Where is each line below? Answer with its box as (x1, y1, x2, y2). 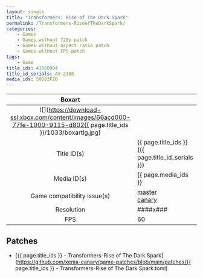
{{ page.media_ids (137, 170, 188, 179)
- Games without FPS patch (17, 48, 85, 54)
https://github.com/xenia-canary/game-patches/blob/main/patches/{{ (17, 258, 192, 265)
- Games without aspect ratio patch (17, 43, 110, 49)
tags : (6, 54, 20, 60)
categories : (6, 25, 36, 32)
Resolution (55, 205, 86, 214)
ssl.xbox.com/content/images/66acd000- (10, 113, 131, 121)
